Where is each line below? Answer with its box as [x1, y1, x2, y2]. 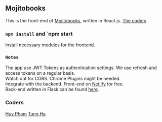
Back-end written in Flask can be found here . [5, 86, 100, 93]
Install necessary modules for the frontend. [5, 42, 95, 48]
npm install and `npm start [5, 30, 73, 37]
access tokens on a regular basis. [5, 70, 75, 76]
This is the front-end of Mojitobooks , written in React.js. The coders [5, 17, 147, 23]
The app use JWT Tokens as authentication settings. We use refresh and [5, 65, 157, 71]
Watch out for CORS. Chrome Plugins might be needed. [5, 76, 121, 82]
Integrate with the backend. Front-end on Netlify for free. [5, 81, 124, 87]
